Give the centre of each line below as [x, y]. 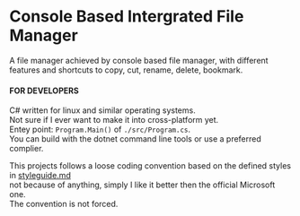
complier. [26, 149]
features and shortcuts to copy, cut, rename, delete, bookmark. [126, 70]
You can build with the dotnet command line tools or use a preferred [136, 139]
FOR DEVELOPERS [44, 91]
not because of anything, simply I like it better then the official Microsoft [142, 185]
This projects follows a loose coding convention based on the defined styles [150, 166]
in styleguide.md [40, 176]
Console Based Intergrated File [127, 17]
